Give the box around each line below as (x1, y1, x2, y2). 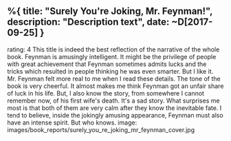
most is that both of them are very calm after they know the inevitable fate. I (7, 103, 222, 112)
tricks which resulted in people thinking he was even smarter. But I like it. (7, 67, 214, 75)
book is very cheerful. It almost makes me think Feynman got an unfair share (7, 82, 224, 90)
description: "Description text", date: (7, 17, 170, 28)
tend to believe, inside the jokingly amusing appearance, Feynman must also (7, 111, 223, 119)
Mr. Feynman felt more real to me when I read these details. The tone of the (7, 74, 221, 83)
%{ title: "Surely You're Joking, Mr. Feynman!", (7, 6, 213, 17)
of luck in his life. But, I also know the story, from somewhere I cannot (7, 89, 205, 97)
